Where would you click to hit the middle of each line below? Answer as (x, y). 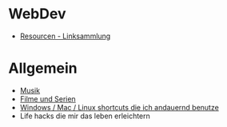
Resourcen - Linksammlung (65, 36)
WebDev (37, 14)
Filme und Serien (48, 99)
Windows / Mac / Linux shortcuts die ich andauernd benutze (119, 107)
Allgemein (43, 68)
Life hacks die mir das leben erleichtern (85, 116)
